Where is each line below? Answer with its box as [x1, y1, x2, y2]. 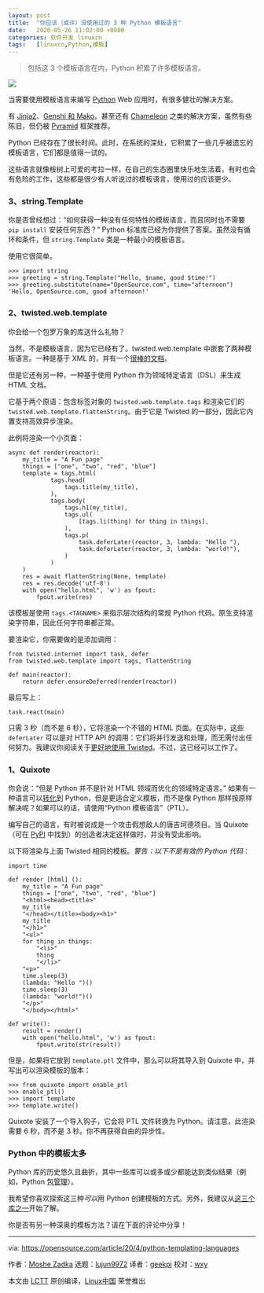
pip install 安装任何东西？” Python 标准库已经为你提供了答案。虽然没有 [8, 225, 244, 234]
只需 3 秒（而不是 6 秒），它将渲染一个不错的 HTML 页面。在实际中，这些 [8, 722, 244, 732]
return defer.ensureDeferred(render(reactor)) [22, 678, 178, 685]
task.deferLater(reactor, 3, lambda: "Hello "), [78, 538, 241, 546]
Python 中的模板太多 [8, 1148, 87, 1159]
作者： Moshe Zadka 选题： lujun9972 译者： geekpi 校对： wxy [8, 1259, 208, 1269]
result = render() [22, 1027, 82, 1035]
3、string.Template [8, 196, 84, 207]
